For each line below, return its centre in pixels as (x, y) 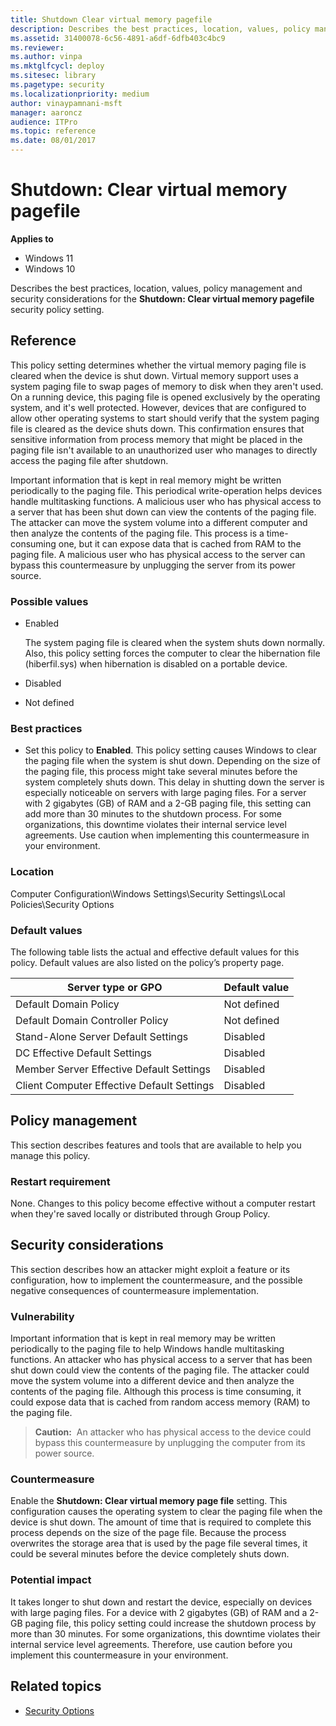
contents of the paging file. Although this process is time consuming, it (156, 1392)
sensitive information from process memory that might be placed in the (156, 439)
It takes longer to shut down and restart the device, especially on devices (161, 1602)
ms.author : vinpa (46, 57)
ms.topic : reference (53, 131)
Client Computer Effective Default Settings (115, 1085)
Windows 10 (50, 268)
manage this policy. (50, 1155)
